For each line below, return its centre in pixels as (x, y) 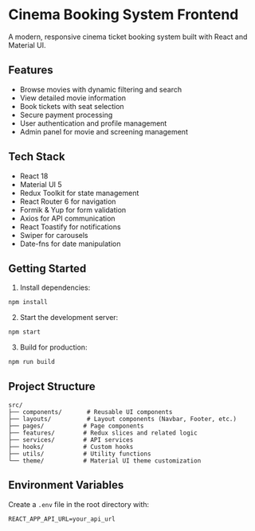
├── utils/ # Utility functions (80, 454)
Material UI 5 (41, 184)
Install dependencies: (55, 287)
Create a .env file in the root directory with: (79, 504)
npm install (28, 303)
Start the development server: (69, 318)
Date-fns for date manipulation (70, 244)
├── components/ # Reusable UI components (90, 412)
